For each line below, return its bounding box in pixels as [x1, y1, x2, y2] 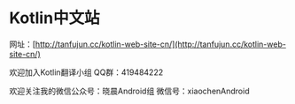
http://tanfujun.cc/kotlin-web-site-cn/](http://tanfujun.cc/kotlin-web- [35, 39, 286, 49]
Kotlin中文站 [9, 8, 100, 28]
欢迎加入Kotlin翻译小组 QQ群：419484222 [9, 67, 164, 78]
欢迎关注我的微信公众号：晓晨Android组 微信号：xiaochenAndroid [9, 85, 250, 96]
